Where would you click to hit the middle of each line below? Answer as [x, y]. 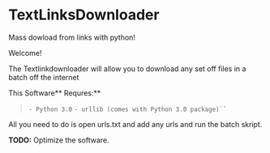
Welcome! [25, 53]
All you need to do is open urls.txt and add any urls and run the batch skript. [135, 124]
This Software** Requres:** [55, 93]
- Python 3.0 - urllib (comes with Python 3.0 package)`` [127, 109]
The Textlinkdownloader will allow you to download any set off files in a [127, 68]
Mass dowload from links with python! [72, 37]
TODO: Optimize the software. [59, 140]
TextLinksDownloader [84, 15]
